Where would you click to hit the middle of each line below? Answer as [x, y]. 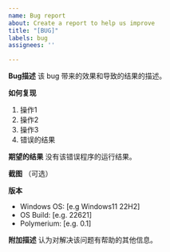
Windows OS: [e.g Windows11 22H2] [80, 207]
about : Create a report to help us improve [82, 23]
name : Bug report [37, 16]
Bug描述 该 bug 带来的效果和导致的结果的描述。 [87, 76]
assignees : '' [32, 45]
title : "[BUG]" [34, 30]
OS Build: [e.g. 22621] [55, 215]
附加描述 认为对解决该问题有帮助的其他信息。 [83, 240]
